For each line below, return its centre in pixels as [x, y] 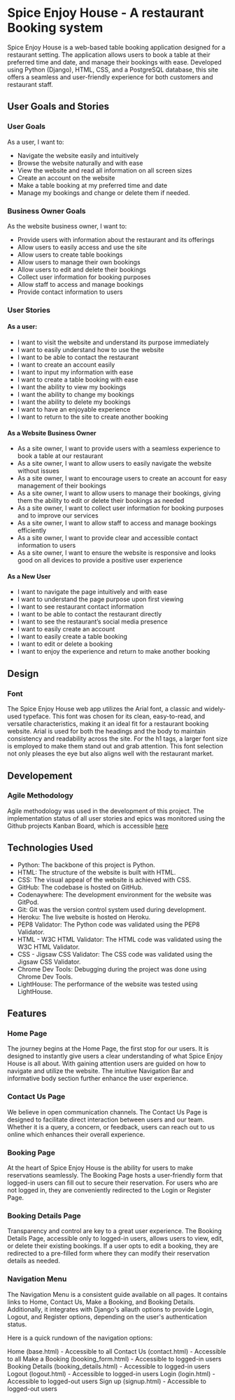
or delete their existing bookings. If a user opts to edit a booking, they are [113, 1246]
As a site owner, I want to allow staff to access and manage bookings [117, 523]
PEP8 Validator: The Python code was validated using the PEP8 [109, 924]
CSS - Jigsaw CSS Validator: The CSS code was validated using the [115, 954]
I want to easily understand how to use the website [91, 350]
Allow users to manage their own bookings [79, 262]
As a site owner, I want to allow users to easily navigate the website [114, 464]
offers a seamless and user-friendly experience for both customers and [110, 77]
